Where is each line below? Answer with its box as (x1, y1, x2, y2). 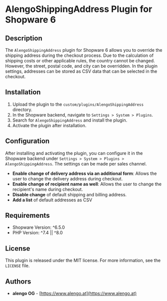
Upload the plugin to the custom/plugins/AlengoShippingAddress (12, 101, 144, 107)
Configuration (5, 137, 50, 146)
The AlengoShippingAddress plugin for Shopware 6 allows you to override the (5, 47, 163, 53)
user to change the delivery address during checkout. (12, 175, 123, 181)
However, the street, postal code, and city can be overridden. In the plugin (5, 63, 158, 69)
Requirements (5, 211, 50, 220)
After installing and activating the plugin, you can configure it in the (5, 150, 143, 156)
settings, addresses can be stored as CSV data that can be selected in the (5, 68, 158, 74)
